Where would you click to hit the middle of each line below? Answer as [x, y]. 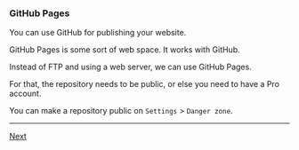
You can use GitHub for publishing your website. [98, 33]
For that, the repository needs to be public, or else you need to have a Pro [145, 84]
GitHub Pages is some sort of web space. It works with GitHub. [125, 50]
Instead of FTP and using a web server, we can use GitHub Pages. [130, 67]
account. [25, 94]
